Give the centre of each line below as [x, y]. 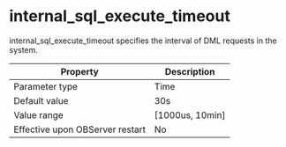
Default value [41, 100]
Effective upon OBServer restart [80, 129]
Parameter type [45, 86]
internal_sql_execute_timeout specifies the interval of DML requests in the [143, 40]
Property [79, 71]
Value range [38, 114]
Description [190, 71]
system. [23, 49]
